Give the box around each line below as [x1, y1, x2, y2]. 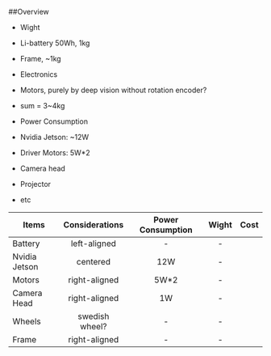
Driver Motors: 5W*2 [19, 148, 90, 157]
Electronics [19, 70, 58, 79]
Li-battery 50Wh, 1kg [19, 38, 90, 48]
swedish [77, 311, 110, 322]
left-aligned [70, 238, 117, 249]
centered [76, 256, 111, 267]
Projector [19, 180, 51, 189]
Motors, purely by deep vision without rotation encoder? [19, 85, 207, 95]
